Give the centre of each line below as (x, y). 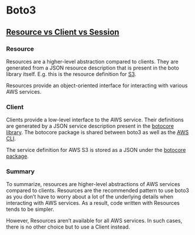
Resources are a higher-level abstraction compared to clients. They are (92, 61)
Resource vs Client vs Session (63, 32)
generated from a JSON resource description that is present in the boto (93, 68)
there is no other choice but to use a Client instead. (68, 227)
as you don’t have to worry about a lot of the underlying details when (90, 197)
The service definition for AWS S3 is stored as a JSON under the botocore (96, 150)
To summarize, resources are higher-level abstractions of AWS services (93, 184)
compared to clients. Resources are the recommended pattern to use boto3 (98, 191)
